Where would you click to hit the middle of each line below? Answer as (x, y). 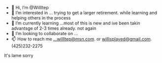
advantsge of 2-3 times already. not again (54, 28)
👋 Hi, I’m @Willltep (30, 8)
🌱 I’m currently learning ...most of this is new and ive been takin (76, 23)
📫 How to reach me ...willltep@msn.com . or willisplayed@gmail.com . (81, 39)
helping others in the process (41, 18)
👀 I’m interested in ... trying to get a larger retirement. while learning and (84, 13)
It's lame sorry (19, 55)
